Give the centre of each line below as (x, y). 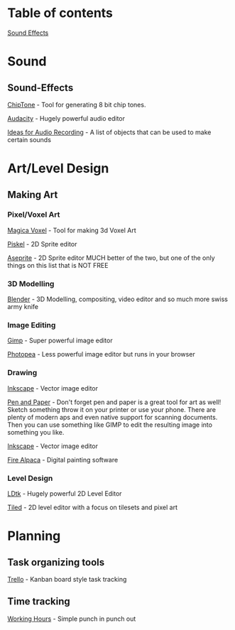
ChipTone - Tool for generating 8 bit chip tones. (77, 104)
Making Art (33, 194)
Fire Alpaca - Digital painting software (63, 460)
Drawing (22, 373)
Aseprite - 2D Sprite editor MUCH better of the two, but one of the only (111, 258)
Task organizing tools (56, 562)
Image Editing (32, 325)
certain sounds (29, 139)
